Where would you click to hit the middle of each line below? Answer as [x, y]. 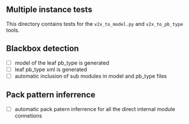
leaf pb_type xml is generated [51, 69]
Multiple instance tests [49, 10]
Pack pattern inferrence [51, 95]
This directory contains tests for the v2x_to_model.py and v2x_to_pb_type [94, 24]
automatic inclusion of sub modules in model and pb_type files [91, 76]
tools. [13, 30]
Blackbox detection [43, 48]
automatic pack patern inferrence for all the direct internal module [95, 109]
